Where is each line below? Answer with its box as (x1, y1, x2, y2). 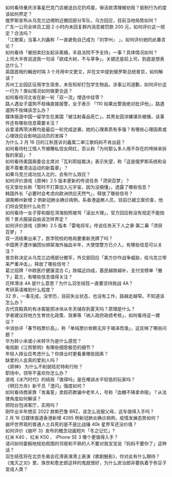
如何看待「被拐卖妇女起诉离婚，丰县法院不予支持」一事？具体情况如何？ (5, 49, 158, 55)
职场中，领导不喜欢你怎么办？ (5, 370, 68, 376)
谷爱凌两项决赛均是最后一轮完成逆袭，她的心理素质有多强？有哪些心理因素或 (5, 126, 167, 132)
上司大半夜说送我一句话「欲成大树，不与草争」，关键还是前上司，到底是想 (5, 56, 160, 62)
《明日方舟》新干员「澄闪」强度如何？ (5, 383, 86, 389)
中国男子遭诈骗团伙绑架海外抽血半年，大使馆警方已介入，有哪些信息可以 (5, 242, 158, 248)
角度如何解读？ (9, 395, 41, 402)
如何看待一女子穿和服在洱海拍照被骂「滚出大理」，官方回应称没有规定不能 (5, 210, 160, 215)
